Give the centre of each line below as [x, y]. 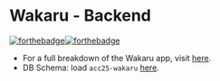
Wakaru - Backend [81, 16]
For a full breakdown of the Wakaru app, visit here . [117, 58]
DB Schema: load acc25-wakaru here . [91, 67]
